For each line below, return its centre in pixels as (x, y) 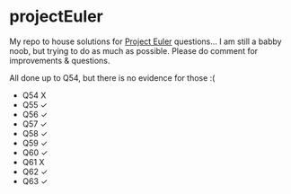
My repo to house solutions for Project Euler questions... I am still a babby (145, 41)
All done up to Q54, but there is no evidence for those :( (112, 77)
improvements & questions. (60, 60)
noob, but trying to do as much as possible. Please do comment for (134, 50)
